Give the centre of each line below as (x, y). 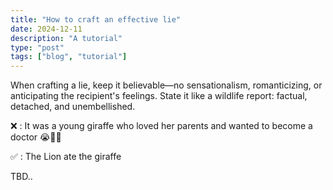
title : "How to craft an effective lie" (96, 19)
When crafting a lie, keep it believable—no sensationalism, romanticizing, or (166, 85)
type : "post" (37, 47)
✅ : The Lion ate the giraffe (66, 157)
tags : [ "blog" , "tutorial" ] (69, 57)
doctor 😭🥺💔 (36, 137)
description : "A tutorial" (66, 38)
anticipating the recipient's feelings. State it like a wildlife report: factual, (159, 96)
